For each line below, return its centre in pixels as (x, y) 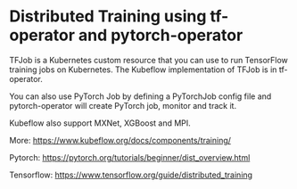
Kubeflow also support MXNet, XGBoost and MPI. (100, 123)
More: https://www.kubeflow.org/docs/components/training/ (120, 140)
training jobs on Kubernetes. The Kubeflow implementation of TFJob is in (143, 70)
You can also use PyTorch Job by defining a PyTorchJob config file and (140, 96)
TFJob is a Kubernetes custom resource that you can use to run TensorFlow (148, 60)
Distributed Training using (108, 16)
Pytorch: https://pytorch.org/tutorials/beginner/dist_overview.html (130, 157)
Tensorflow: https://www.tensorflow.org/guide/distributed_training (131, 175)
